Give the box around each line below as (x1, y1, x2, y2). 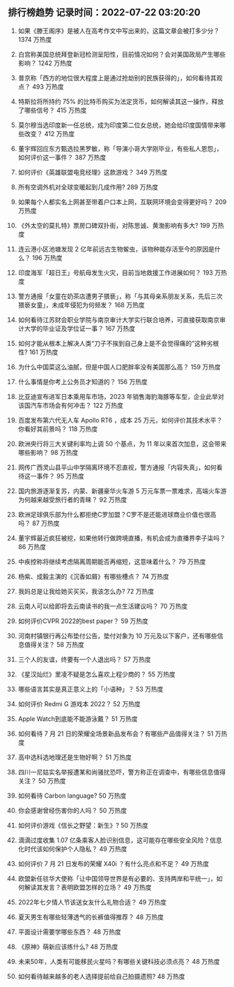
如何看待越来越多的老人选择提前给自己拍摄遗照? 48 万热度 (17, 972, 185, 980)
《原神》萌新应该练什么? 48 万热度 (17, 942, 118, 951)
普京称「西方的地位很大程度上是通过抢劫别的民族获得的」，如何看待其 (17, 73, 217, 82)
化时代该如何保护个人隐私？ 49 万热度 (17, 845, 127, 853)
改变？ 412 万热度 (24, 129, 75, 138)
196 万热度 (31, 254, 63, 262)
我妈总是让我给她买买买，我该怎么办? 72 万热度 (17, 587, 155, 595)
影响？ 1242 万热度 (17, 59, 72, 67)
